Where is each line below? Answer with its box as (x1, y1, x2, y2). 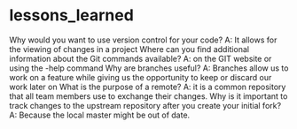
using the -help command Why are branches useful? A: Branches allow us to (9, 63, 289, 73)
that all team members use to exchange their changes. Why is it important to (9, 90, 288, 102)
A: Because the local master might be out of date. (9, 110, 191, 120)
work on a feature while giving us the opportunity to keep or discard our (9, 72, 272, 82)
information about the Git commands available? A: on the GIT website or (9, 53, 272, 64)
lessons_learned (9, 5, 135, 26)
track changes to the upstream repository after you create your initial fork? (9, 100, 282, 110)
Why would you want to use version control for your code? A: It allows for (9, 34, 277, 45)
